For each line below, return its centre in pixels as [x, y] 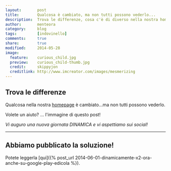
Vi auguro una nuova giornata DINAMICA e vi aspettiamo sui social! [77, 124]
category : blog [26, 29]
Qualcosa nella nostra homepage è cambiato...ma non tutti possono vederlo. [85, 105]
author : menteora [31, 24]
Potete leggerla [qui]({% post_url [40, 157]
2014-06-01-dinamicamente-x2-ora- [113, 157]
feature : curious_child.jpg [43, 57]
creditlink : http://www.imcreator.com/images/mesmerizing [73, 72]
